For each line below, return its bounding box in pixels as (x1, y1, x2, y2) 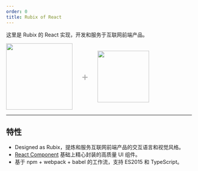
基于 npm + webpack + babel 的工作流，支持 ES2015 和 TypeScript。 (14, 159, 183, 166)
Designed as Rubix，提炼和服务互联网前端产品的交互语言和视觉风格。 (14, 144, 184, 151)
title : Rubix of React (6, 14, 62, 20)
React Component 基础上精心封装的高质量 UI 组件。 (14, 151, 141, 158)
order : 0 (6, 8, 28, 15)
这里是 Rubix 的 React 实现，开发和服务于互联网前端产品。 (6, 31, 148, 38)
